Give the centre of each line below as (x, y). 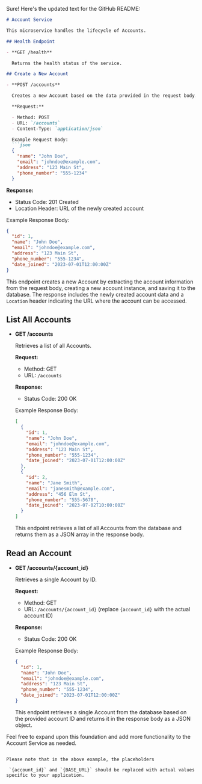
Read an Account (39, 553)
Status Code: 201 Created (47, 202)
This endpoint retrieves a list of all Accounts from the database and (98, 528)
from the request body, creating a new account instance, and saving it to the (101, 288)
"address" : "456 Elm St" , (59, 494)
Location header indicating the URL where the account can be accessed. (96, 301)
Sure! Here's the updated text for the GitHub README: (73, 9)
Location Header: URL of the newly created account (79, 208)
